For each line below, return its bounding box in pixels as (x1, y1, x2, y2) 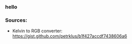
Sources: (5, 16, 28, 23)
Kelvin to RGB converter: (12, 28, 63, 34)
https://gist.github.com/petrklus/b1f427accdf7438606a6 (12, 33, 128, 39)
